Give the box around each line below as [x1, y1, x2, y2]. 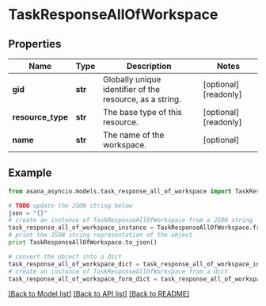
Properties [8, 37, 62, 51]
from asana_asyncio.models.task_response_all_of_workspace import [8, 187, 232, 195]
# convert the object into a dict [8, 252, 123, 261]
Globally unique [102, 74, 161, 85]
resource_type [12, 112, 69, 122]
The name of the [102, 129, 165, 140]
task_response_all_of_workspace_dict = [8, 260, 140, 268]
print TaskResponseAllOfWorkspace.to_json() [8, 239, 158, 247]
